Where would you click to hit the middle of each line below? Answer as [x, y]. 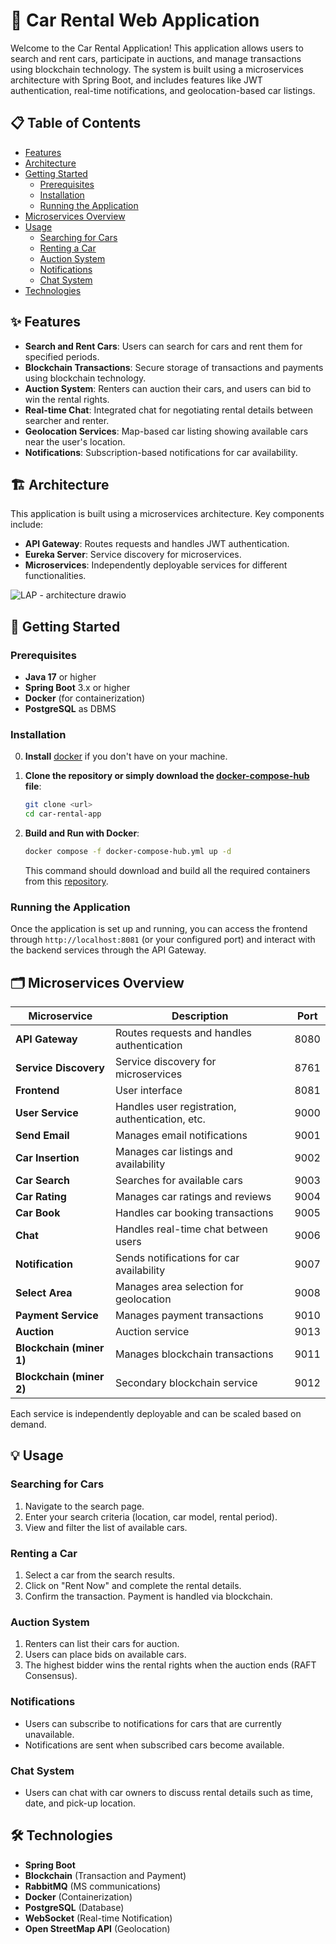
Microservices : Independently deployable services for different [156, 565]
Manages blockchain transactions [194, 1354]
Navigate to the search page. [84, 1506]
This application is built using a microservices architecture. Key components [167, 514]
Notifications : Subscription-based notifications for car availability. [161, 452]
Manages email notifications [181, 1136]
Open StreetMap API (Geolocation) [97, 1928]
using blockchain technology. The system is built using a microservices [157, 69]
